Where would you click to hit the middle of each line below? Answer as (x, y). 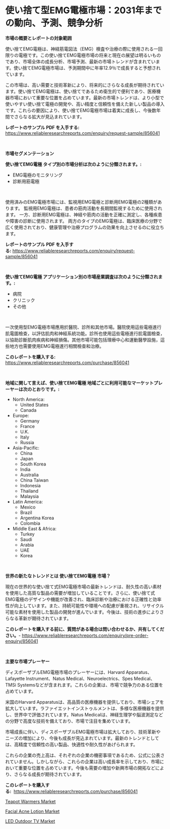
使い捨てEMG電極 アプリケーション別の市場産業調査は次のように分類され (82, 276)
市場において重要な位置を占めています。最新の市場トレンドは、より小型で (87, 97)
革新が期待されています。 (45, 618)
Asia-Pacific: (26, 448)
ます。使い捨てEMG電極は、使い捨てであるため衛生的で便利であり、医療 (81, 91)
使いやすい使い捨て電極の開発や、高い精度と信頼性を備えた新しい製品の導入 (85, 104)
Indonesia (30, 485)
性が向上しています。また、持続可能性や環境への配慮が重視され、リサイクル (85, 605)
